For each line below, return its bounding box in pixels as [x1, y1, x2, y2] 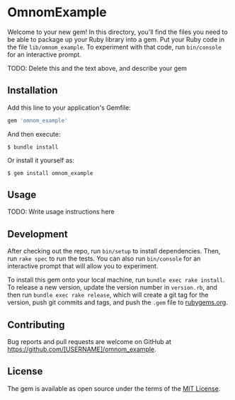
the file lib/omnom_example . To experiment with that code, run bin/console [7, 42, 222, 51]
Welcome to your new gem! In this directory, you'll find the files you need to [7, 28, 228, 36]
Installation [7, 84, 58, 96]
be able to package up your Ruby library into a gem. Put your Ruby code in [7, 35, 225, 43]
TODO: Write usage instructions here [7, 207, 115, 216]
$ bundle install [7, 143, 59, 151]
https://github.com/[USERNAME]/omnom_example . [7, 345, 157, 354]
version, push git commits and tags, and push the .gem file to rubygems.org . [7, 298, 229, 307]
